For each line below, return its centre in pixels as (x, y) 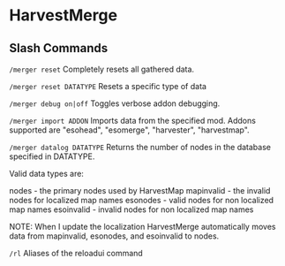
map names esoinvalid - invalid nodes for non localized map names (131, 209)
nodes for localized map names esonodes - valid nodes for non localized (142, 200)
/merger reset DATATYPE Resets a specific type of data (108, 86)
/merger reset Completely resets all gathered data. (102, 69)
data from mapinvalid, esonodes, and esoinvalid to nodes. (114, 236)
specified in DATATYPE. (52, 156)
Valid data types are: (46, 174)
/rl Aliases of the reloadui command (76, 253)
